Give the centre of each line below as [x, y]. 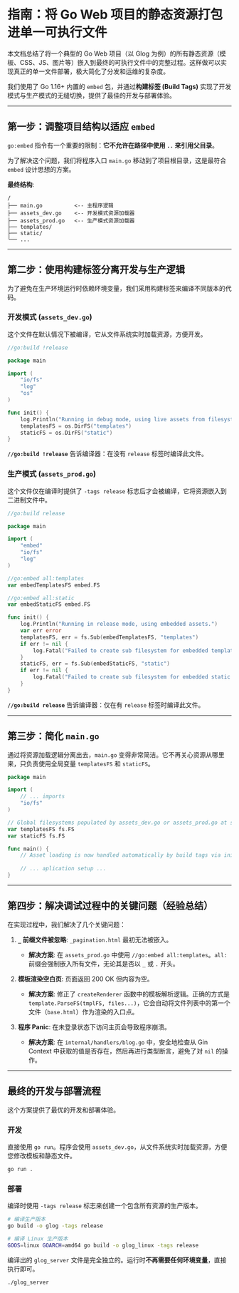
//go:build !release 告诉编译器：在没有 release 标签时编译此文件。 [107, 454]
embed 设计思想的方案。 [41, 169]
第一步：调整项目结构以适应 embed [81, 127]
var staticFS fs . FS [36, 836]
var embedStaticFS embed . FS [49, 604]
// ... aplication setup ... [63, 869]
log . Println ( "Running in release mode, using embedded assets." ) [119, 624]
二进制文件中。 [29, 500]
